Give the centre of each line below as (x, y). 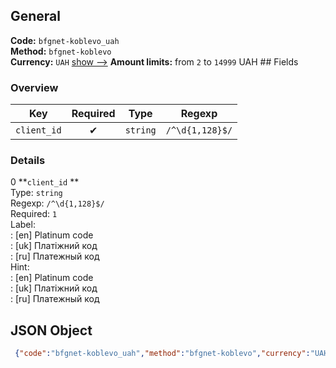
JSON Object (51, 330)
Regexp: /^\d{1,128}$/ (57, 203)
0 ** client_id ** (45, 182)
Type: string (36, 193)
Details (28, 161)
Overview (34, 87)
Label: (23, 225)
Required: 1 (34, 214)
